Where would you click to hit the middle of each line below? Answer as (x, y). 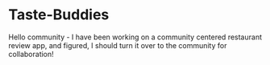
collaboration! (31, 54)
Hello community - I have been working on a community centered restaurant (135, 37)
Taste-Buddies (59, 15)
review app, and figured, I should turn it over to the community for (118, 45)
